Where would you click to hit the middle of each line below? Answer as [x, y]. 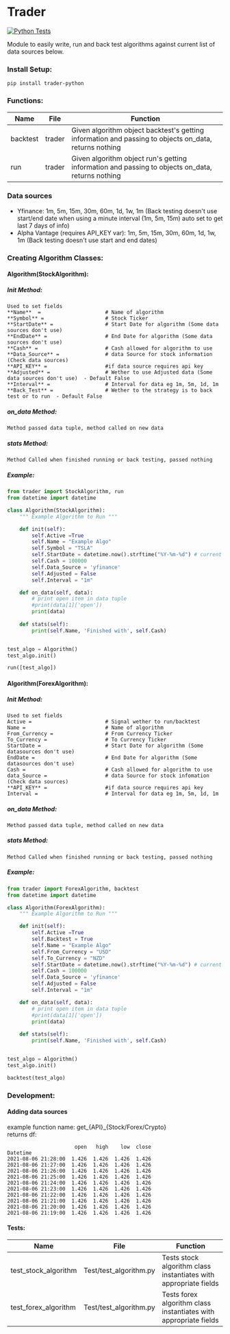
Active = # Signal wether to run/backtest [104, 722]
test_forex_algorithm [43, 1307]
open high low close [113, 1147]
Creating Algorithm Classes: [55, 258]
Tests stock [180, 1258]
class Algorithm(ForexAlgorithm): [56, 907]
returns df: [22, 1134]
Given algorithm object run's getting [129, 158]
